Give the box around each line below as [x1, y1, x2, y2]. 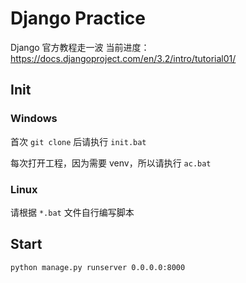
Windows [10, 112, 58, 126]
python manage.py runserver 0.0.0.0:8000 [10, 262, 186, 272]
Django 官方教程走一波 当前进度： [10, 41, 150, 53]
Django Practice [10, 7, 146, 30]
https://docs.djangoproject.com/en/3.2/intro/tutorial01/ [10, 52, 237, 64]
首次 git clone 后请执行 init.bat [10, 135, 147, 147]
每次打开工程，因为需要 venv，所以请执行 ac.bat [10, 157, 212, 169]
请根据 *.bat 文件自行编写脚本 [10, 206, 135, 218]
